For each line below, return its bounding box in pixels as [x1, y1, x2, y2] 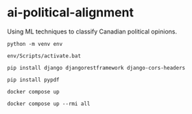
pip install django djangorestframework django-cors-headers [7, 64, 186, 71]
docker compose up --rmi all [7, 100, 91, 107]
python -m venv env [7, 40, 63, 47]
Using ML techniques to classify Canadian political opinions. [7, 27, 177, 35]
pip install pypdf [7, 76, 60, 83]
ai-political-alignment [7, 5, 134, 20]
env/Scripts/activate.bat [7, 53, 81, 59]
